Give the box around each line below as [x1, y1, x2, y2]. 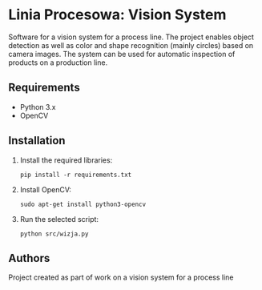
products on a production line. [8, 58, 108, 67]
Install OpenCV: [19, 184, 72, 194]
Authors [8, 251, 50, 265]
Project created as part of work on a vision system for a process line [8, 272, 234, 282]
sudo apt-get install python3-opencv [19, 200, 147, 208]
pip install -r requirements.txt [19, 171, 132, 179]
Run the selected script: [19, 214, 99, 224]
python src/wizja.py [19, 230, 89, 238]
